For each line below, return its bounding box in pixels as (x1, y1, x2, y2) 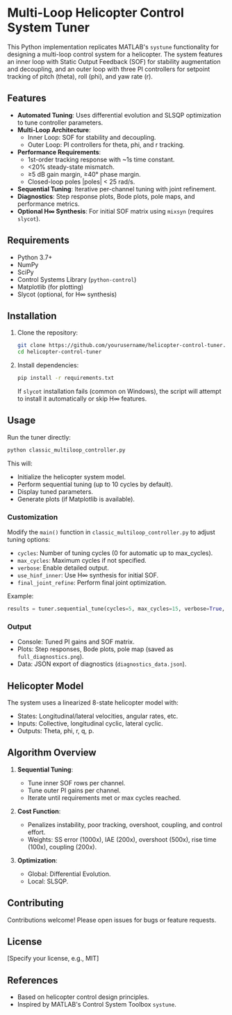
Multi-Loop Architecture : (17, 125, 91, 134)
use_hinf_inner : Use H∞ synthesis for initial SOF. (17, 570, 159, 579)
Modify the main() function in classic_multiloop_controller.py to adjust (7, 527, 215, 536)
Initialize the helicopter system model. (17, 472, 126, 481)
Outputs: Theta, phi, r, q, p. (17, 726, 94, 735)
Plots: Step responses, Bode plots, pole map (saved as (17, 645, 174, 653)
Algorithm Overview (7, 746, 97, 759)
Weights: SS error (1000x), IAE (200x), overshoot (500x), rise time (27, 835, 217, 843)
